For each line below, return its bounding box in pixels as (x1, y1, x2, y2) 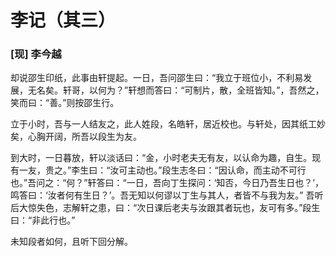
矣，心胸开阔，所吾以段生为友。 (10, 131, 142, 143)
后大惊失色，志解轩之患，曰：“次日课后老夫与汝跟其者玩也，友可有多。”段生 (10, 202, 321, 214)
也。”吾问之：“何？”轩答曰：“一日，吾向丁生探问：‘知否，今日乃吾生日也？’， (10, 177, 324, 189)
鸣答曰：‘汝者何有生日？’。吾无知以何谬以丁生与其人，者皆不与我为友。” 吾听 (10, 189, 324, 201)
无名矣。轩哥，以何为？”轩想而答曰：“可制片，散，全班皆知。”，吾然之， (27, 84, 325, 96)
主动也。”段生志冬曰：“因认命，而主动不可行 (127, 164, 307, 176)
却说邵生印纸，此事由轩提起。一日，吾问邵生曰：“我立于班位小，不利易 (10, 72, 304, 84)
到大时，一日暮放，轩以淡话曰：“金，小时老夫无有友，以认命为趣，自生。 (10, 152, 313, 164)
